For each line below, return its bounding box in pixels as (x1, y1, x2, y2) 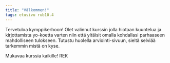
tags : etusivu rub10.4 (5, 12, 54, 17)
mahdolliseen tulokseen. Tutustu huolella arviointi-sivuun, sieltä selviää (5, 37, 156, 44)
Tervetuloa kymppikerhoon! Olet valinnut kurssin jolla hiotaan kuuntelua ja (5, 26, 162, 32)
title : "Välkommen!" (5, 7, 50, 13)
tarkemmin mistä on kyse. (5, 43, 60, 49)
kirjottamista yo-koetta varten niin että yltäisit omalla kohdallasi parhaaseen (5, 32, 165, 38)
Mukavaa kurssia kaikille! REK (5, 52, 68, 59)
